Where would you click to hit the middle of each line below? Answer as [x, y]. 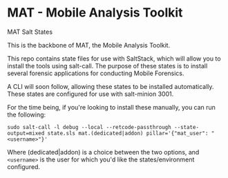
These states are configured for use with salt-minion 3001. [91, 94]
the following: [27, 115]
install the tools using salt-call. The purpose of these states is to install [107, 66]
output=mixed [26, 133]
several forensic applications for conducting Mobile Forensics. [96, 73]
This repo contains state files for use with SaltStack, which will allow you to [114, 58]
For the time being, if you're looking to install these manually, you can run [112, 107]
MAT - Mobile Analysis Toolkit [95, 13]
